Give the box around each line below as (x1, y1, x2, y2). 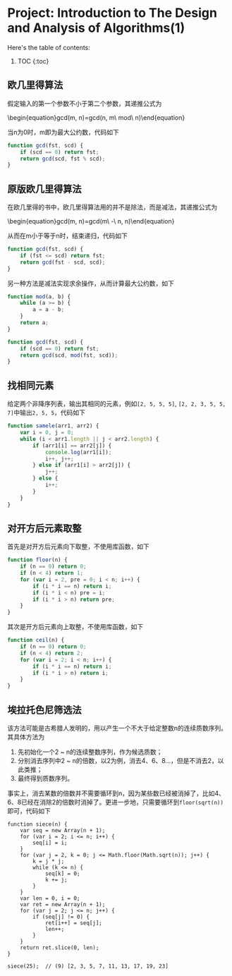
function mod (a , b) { (7, 293, 71, 300)
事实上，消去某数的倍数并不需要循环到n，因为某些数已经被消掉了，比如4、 (7, 789, 226, 798)
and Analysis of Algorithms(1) (7, 20, 185, 36)
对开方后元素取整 (7, 522, 82, 534)
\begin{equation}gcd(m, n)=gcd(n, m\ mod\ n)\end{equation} (7, 113, 185, 121)
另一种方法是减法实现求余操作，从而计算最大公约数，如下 (7, 279, 174, 287)
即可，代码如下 (7, 807, 51, 815)
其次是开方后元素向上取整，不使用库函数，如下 (7, 623, 143, 631)
